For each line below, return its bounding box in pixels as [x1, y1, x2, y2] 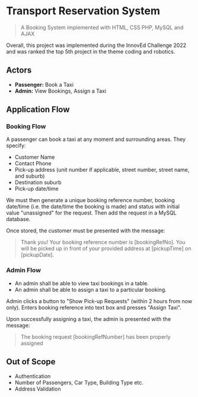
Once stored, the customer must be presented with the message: [6, 227, 165, 234]
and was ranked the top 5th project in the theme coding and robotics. [6, 48, 175, 55]
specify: [6, 142, 26, 149]
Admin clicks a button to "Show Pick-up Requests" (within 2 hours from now [6, 297, 193, 304]
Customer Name [14, 153, 55, 161]
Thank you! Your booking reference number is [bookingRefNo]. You [20, 239, 186, 246]
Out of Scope [6, 357, 56, 367]
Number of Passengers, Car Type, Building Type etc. [14, 379, 144, 386]
